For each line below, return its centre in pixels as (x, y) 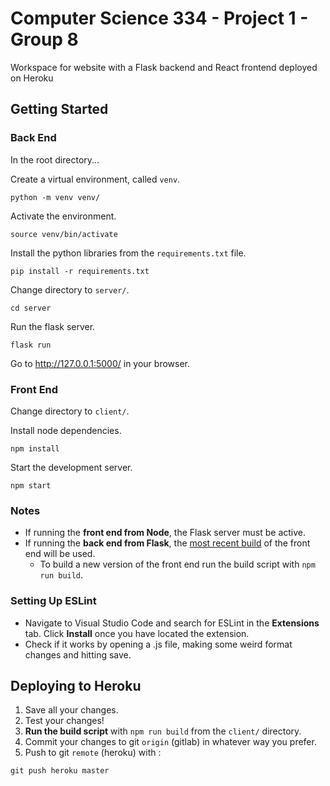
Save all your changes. (71, 710)
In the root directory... (55, 159)
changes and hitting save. (78, 654)
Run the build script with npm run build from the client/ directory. (163, 731)
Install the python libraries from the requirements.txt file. (128, 253)
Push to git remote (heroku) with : (93, 753)
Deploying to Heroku (76, 685)
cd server (31, 308)
